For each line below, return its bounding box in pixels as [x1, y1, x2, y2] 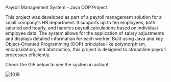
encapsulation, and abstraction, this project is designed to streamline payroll [5, 47, 166, 52]
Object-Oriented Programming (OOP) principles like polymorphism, [5, 41, 146, 47]
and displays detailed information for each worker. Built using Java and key [5, 35, 163, 42]
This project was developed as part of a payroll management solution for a [5, 14, 162, 20]
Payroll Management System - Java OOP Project [5, 5, 107, 10]
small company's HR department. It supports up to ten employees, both [5, 20, 156, 25]
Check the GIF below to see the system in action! [5, 62, 109, 67]
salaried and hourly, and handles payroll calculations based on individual [5, 25, 158, 31]
